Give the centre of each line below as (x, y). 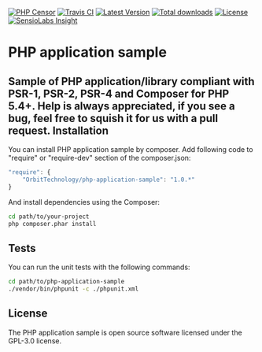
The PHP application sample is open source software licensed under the (125, 332)
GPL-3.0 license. (35, 341)
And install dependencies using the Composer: (84, 202)
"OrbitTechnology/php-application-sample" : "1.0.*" (109, 180)
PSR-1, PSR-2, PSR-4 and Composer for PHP (119, 93)
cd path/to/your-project (49, 217)
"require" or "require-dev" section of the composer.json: (100, 158)
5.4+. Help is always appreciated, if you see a (122, 106)
